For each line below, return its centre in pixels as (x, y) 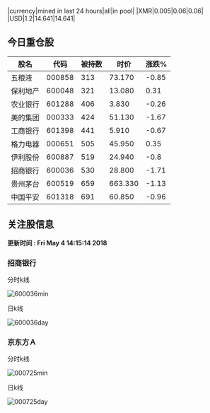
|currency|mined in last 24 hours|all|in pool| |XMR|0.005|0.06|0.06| (105, 11)
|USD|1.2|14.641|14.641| (41, 18)
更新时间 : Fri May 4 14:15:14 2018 (57, 243)
